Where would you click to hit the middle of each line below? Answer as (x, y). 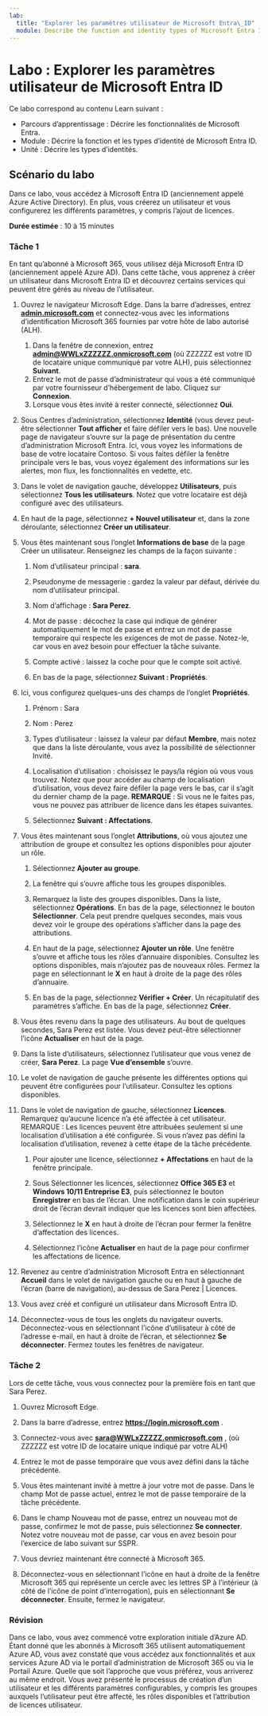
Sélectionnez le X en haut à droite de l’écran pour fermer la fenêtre (142, 1224)
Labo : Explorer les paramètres (112, 70)
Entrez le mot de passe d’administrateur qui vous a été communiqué (144, 380)
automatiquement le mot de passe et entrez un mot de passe (132, 630)
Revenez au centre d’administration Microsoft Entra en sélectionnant (132, 1272)
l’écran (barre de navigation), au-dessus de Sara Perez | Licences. (129, 1289)
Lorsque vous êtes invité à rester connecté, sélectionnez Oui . (133, 405)
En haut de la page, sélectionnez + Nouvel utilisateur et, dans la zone (135, 519)
